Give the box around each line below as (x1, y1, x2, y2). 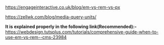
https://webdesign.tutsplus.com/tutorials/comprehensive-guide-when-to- (5, 29, 159, 34)
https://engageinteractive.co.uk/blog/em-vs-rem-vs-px (5, 4, 120, 10)
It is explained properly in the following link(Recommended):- (5, 23, 137, 29)
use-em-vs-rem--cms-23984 (5, 34, 67, 40)
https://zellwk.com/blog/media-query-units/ (5, 14, 97, 19)
